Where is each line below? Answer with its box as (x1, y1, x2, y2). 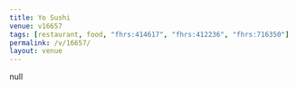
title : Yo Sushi (9, 13, 71, 22)
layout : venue (9, 47, 63, 56)
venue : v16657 (9, 22, 63, 31)
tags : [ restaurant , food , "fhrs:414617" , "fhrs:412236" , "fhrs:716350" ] (9, 30, 290, 39)
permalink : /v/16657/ (9, 38, 91, 48)
